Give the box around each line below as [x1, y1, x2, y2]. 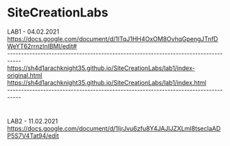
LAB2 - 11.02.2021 [7, 117, 58, 125]
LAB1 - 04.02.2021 [7, 27, 60, 36]
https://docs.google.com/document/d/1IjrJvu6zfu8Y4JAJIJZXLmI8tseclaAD [7, 125, 221, 133]
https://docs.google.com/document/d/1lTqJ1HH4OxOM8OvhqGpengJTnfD [7, 34, 218, 42]
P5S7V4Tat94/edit [7, 132, 60, 140]
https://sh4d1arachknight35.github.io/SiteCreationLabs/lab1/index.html [7, 78, 207, 86]
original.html [7, 71, 43, 80]
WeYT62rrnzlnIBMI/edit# [7, 42, 78, 50]
